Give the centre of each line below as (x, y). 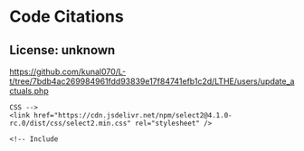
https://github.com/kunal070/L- (68, 71)
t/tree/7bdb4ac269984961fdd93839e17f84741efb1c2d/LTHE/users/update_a (152, 81)
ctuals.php (29, 91)
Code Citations (66, 17)
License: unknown (62, 50)
